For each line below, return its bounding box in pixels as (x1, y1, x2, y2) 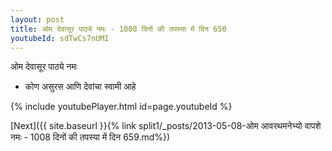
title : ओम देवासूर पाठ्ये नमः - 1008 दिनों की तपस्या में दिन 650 (10, 24, 227, 34)
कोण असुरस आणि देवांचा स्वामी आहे (24, 81, 137, 93)
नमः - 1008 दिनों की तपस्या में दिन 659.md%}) (10, 131, 171, 143)
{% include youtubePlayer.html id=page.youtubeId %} (10, 101, 233, 113)
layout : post (10, 14, 65, 25)
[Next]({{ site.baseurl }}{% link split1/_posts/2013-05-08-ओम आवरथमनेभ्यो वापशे (10, 120, 322, 132)
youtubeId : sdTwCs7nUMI (10, 33, 110, 43)
